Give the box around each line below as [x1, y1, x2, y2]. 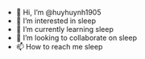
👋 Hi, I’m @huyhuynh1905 [15, 8, 101, 17]
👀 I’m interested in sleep [15, 16, 97, 26]
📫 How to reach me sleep [15, 42, 103, 51]
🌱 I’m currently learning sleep [15, 25, 114, 33]
